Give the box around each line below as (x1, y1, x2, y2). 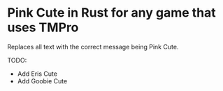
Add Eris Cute (17, 69, 58, 78)
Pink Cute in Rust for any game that (7, 5, 217, 21)
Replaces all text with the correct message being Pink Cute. (7, 42, 179, 51)
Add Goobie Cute (17, 76, 68, 85)
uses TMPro (7, 19, 79, 35)
